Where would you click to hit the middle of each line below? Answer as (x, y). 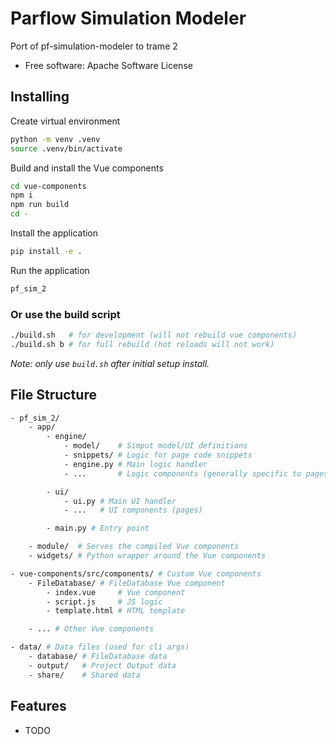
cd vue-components (48, 186)
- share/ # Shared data (84, 675)
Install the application (54, 233)
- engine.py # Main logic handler (135, 464)
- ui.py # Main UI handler (120, 501)
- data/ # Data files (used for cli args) (100, 647)
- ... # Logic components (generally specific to (182, 473)
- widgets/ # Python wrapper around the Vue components (147, 556)
